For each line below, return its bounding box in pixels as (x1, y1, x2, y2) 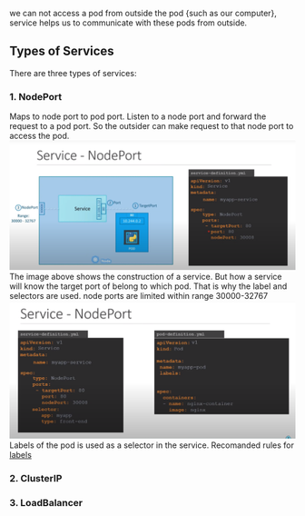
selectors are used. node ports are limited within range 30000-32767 (9, 290, 269, 301)
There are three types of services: (9, 67, 137, 78)
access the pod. (9, 131, 70, 142)
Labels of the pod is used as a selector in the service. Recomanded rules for (9, 440, 295, 451)
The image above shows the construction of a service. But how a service (9, 271, 282, 282)
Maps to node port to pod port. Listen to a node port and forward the (9, 111, 267, 122)
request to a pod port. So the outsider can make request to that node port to (9, 121, 294, 132)
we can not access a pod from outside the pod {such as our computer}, (9, 8, 277, 18)
